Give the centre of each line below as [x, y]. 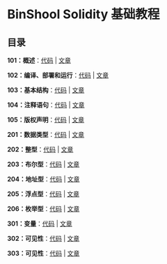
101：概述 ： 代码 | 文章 [39, 60]
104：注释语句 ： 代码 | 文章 [46, 105]
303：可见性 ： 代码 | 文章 [43, 253]
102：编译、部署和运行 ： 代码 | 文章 [58, 75]
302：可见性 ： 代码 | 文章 [43, 239]
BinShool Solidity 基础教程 [83, 14]
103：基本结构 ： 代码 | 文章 [46, 90]
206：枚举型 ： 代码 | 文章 [43, 209]
